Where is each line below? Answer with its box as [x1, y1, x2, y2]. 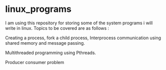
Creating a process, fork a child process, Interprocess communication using [5, 35, 161, 41]
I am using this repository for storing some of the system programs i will [5, 20, 153, 26]
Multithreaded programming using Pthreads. [5, 50, 96, 56]
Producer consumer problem [5, 59, 64, 65]
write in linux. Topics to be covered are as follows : [5, 25, 110, 31]
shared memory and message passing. [5, 40, 85, 46]
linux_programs [5, 3, 72, 15]
